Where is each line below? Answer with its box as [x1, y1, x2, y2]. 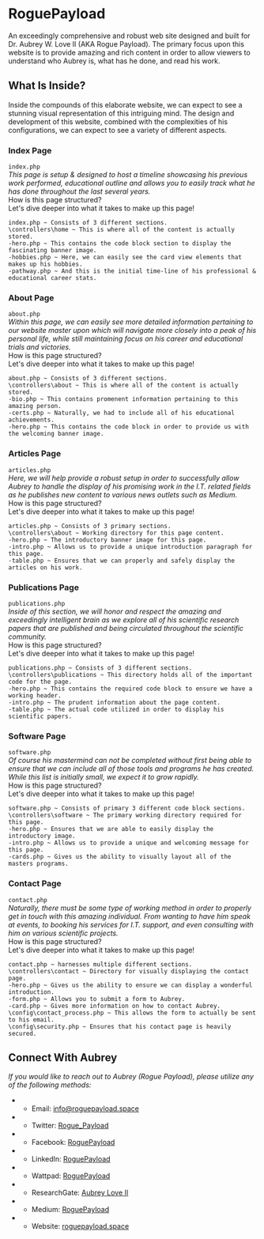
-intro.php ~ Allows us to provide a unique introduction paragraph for [8, 542, 253, 550]
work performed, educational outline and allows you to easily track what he [8, 179, 255, 188]
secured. [8, 1029, 37, 1037]
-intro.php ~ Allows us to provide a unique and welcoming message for [8, 839, 249, 847]
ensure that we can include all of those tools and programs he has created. [8, 764, 255, 773]
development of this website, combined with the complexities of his [8, 116, 228, 127]
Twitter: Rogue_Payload [31, 1120, 109, 1131]
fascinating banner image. [8, 247, 97, 255]
